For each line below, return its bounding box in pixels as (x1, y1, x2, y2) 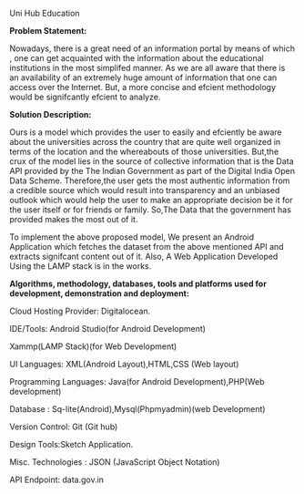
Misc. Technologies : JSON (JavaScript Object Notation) (9, 457, 220, 468)
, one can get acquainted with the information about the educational (9, 53, 264, 63)
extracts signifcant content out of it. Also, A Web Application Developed (9, 251, 279, 262)
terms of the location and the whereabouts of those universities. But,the (9, 146, 279, 157)
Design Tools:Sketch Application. (9, 439, 134, 449)
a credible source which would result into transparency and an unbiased (9, 185, 280, 195)
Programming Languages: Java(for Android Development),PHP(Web (9, 376, 266, 386)
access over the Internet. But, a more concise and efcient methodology (9, 82, 276, 92)
